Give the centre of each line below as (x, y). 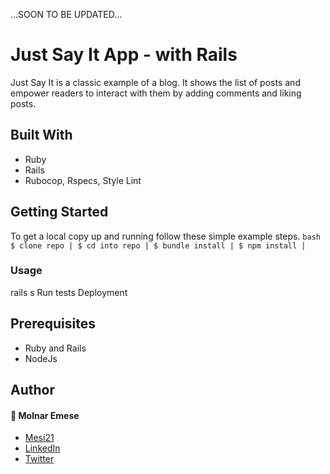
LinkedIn (42, 448)
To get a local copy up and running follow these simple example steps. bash (165, 236)
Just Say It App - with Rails (124, 55)
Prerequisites (53, 324)
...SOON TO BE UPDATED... (66, 14)
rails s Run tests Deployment (69, 292)
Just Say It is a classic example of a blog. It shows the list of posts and (155, 82)
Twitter (39, 459)
